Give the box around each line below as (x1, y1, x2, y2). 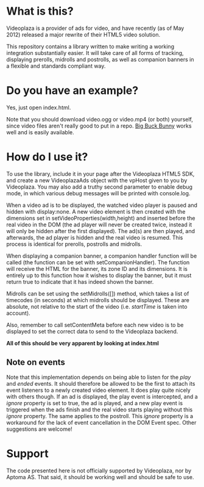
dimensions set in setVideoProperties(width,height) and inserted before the (6, 214, 195, 222)
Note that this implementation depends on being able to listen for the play (6, 373, 191, 381)
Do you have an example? (6, 84, 139, 98)
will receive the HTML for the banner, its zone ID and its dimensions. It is (6, 265, 188, 272)
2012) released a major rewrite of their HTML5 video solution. (6, 31, 160, 38)
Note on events (6, 357, 66, 367)
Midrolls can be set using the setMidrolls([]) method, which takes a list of (6, 290, 189, 297)
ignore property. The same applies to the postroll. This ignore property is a (6, 412, 194, 419)
